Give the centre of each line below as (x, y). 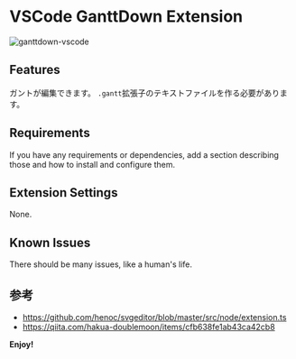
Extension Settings (64, 193)
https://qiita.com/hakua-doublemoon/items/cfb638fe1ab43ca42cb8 (148, 327)
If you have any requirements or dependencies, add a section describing (144, 154)
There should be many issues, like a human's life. (101, 264)
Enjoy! (22, 344)
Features (35, 70)
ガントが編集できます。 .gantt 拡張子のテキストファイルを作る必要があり (145, 93)
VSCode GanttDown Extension (126, 17)
